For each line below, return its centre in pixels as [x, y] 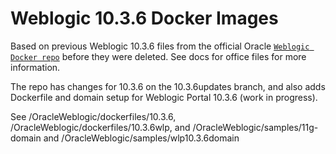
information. [35, 67]
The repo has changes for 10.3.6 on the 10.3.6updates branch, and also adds [168, 86]
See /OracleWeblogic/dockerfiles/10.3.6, [93, 116]
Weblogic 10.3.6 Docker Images [144, 18]
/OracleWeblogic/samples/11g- [255, 127]
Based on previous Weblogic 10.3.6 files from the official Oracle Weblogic [160, 46]
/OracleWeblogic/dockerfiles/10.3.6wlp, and [100, 127]
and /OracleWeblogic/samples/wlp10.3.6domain [141, 138]
